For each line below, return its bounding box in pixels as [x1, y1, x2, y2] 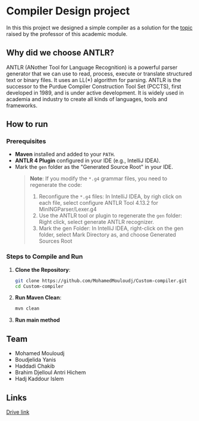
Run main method [14, 316, 60, 324]
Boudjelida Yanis [14, 356, 56, 364]
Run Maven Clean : [14, 294, 62, 301]
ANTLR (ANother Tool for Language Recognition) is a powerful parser [6, 63, 178, 71]
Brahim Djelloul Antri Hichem [14, 369, 86, 376]
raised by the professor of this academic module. [6, 30, 128, 37]
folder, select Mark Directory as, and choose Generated [38, 231, 176, 238]
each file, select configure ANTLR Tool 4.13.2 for [38, 199, 159, 207]
